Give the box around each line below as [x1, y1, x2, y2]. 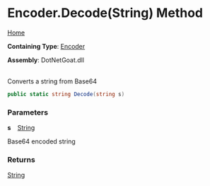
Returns [7, 155, 35, 165]
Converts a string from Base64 [7, 76, 98, 86]
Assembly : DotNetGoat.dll [7, 55, 85, 64]
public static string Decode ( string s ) [7, 91, 125, 98]
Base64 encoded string [7, 137, 76, 146]
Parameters [7, 107, 48, 117]
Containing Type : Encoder [7, 42, 86, 50]
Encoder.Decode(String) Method [7, 5, 204, 21]
